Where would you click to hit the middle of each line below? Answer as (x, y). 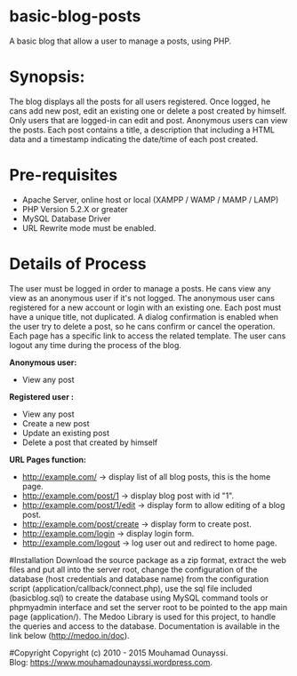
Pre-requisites (64, 175)
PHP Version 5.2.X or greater (75, 209)
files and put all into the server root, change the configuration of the (133, 569)
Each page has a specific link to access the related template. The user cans (148, 336)
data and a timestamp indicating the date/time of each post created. (134, 139)
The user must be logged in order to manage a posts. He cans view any (140, 288)
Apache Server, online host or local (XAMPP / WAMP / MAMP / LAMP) (150, 199)
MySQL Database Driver (66, 219)
